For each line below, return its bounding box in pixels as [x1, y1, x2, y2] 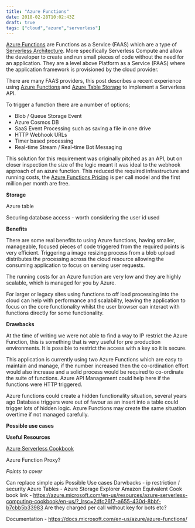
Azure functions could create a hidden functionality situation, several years [6, 392, 187, 400]
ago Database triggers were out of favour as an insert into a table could [6, 398, 179, 405]
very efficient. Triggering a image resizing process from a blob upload [6, 249, 175, 256]
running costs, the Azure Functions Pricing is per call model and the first [6, 174, 180, 181]
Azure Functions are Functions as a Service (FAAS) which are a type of [6, 41, 177, 48]
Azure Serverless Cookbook [6, 445, 74, 452]
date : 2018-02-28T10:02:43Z [6, 14, 75, 20]
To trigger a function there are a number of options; [6, 101, 131, 109]
